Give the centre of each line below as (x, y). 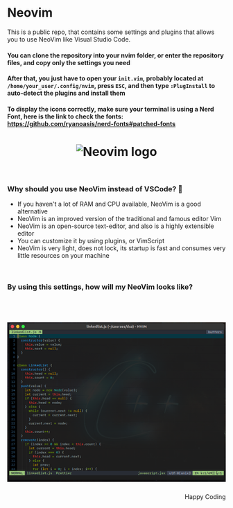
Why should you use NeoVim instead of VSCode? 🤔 (95, 189)
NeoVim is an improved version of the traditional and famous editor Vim (119, 218)
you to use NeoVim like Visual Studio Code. (69, 39)
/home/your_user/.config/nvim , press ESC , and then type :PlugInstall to (111, 86)
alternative (33, 211)
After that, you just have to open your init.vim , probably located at (105, 78)
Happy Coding (205, 496)
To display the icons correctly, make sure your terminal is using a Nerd (111, 109)
